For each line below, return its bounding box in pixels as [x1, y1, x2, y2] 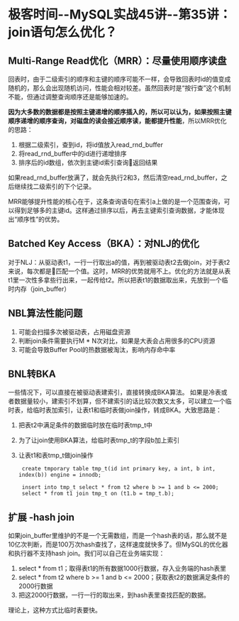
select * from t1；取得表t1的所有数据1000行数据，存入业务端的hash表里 [18, 564, 226, 573]
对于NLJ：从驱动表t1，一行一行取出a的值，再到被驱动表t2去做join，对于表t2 [8, 258, 230, 266]
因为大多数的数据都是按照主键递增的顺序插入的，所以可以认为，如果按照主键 [8, 108, 232, 116]
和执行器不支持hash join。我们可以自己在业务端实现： [8, 549, 165, 558]
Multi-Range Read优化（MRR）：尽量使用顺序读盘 [8, 55, 227, 67]
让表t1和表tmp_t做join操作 [18, 451, 94, 460]
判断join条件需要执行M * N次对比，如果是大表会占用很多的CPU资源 [18, 336, 216, 345]
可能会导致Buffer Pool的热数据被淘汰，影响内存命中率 [18, 345, 176, 353]
